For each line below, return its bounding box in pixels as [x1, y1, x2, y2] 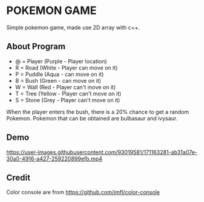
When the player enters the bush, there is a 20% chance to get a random [6, 108, 189, 116]
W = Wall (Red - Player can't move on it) [15, 83, 116, 91]
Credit [6, 172, 30, 183]
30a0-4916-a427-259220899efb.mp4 [6, 155, 102, 162]
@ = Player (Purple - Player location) [15, 57, 108, 64]
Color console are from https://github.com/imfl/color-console [6, 189, 160, 196]
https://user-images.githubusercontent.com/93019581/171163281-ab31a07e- [6, 148, 198, 156]
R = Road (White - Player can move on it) [15, 64, 118, 71]
